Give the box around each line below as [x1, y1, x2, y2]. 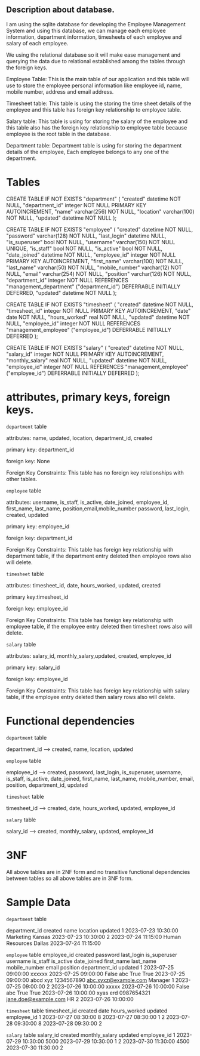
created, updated [6, 511, 49, 518]
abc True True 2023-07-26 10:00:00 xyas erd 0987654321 [6, 989, 150, 996]
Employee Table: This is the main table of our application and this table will [6, 75, 190, 82]
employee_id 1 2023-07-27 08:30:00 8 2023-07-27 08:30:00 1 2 [6, 1013, 165, 1020]
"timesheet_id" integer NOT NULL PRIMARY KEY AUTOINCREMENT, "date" [6, 307, 191, 314]
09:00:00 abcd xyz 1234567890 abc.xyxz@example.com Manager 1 [6, 976, 174, 984]
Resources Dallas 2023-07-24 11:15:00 [6, 940, 101, 947]
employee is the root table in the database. [6, 130, 112, 137]
